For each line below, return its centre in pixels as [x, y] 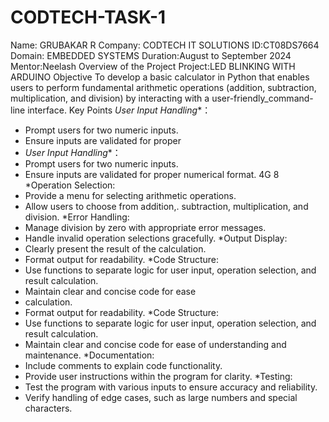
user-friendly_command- [262, 98]
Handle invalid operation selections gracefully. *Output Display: [156, 238]
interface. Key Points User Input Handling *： [119, 110]
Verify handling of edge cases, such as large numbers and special [161, 397]
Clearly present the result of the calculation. [115, 248]
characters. [48, 408]
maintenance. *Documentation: [89, 355]
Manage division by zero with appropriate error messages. [145, 227]
